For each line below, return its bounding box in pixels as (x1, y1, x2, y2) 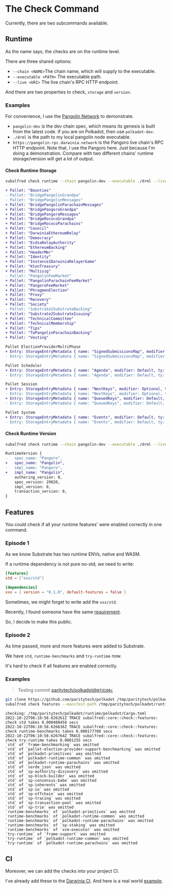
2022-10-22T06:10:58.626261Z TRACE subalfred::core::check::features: (5, 715, 158, 720)
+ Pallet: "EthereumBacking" (5, 245, 67, 250)
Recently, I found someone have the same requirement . (5, 609, 121, 615)
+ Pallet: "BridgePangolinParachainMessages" (5, 202, 103, 207)
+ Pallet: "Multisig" (5, 269, 51, 274)
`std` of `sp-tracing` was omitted (5, 796, 81, 801)
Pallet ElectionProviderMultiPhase (5, 344, 81, 350)
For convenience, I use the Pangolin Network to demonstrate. (5, 113, 134, 119)
